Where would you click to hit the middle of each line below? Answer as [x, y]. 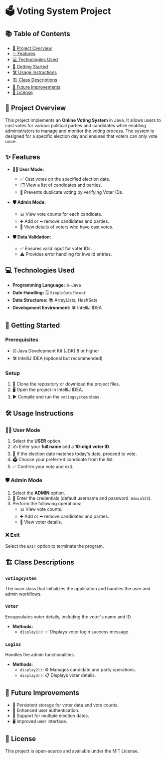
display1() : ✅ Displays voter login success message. [75, 632]
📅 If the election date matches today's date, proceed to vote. [75, 454]
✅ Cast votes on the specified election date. [65, 179]
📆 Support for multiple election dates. [51, 715]
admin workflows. [23, 594]
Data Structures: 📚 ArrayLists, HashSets [55, 300]
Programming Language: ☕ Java [47, 285]
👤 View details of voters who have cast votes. [67, 227]
